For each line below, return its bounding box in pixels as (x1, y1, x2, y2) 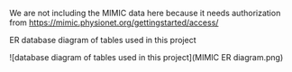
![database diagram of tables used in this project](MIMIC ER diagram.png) (9, 52, 284, 62)
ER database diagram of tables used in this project (9, 35, 196, 45)
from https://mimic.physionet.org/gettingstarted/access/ (9, 17, 219, 28)
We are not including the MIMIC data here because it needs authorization (9, 8, 281, 18)
